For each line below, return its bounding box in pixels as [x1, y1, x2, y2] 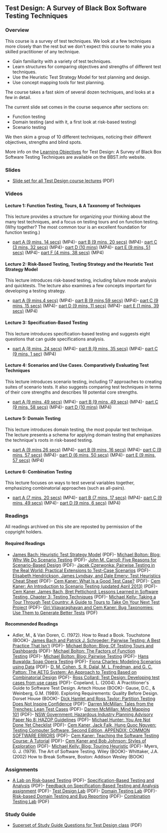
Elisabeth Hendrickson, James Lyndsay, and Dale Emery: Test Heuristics [12, 572, 161, 579]
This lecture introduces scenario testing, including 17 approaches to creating [5, 378, 162, 385]
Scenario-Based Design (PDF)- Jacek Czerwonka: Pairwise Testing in [12, 562, 155, 568]
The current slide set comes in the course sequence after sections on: [5, 104, 149, 110]
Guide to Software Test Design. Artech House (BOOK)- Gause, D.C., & [12, 685, 155, 691]
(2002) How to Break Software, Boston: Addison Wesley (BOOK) [12, 753, 144, 759]
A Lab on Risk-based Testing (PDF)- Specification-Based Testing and [12, 777, 155, 783]
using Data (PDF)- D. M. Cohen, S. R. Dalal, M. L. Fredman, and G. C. [12, 664, 153, 670]
